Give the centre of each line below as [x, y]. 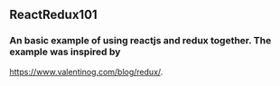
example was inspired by [65, 52]
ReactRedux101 [53, 15]
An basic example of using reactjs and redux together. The [140, 41]
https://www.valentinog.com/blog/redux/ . [86, 72]
